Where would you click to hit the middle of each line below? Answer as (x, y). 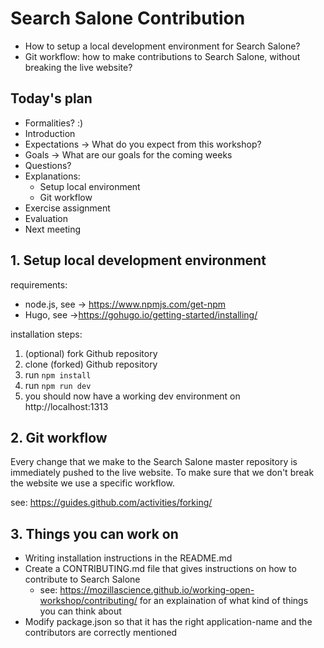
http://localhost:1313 (66, 406)
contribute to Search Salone (82, 579)
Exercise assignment (67, 208)
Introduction (50, 133)
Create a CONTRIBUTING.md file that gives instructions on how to (160, 569)
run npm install (58, 374)
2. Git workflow (59, 437)
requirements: (39, 284)
